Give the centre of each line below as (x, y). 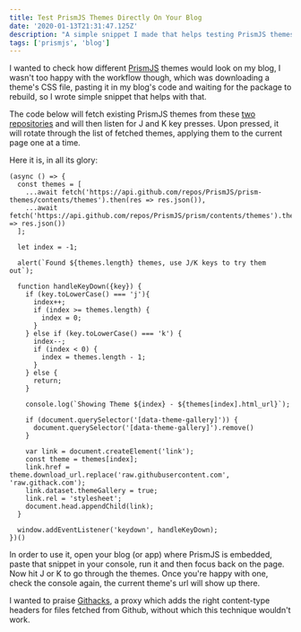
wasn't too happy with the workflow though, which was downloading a (140, 78)
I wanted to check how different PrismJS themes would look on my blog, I (145, 68)
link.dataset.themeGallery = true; (92, 491)
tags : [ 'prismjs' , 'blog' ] (60, 43)
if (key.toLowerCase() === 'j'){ (88, 294)
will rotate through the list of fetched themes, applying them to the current (146, 133)
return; (47, 381)
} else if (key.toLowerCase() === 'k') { (103, 334)
